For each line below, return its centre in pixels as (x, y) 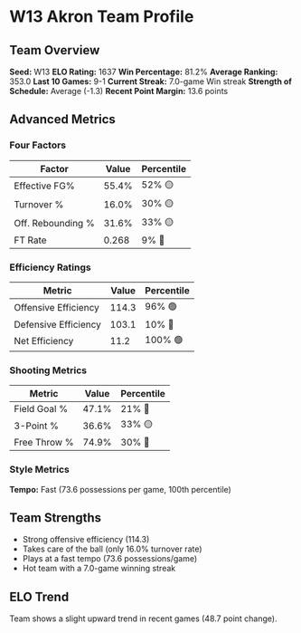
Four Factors (38, 145)
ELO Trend (39, 596)
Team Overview (55, 50)
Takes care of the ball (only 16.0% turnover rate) (112, 549)
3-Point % (37, 426)
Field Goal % (41, 409)
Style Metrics (39, 470)
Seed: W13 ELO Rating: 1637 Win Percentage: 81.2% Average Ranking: (144, 72)
